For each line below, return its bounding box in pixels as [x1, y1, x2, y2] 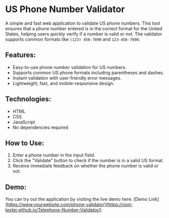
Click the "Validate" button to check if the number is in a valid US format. [12, 158, 164, 164]
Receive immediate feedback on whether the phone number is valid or [12, 163, 159, 169]
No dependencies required [12, 124, 69, 130]
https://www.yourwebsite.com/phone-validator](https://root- [7, 201, 133, 207]
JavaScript [12, 119, 35, 125]
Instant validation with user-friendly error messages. [12, 75, 122, 81]
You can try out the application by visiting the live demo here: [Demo [5, 196, 148, 202]
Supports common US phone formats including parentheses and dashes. [12, 69, 164, 76]
